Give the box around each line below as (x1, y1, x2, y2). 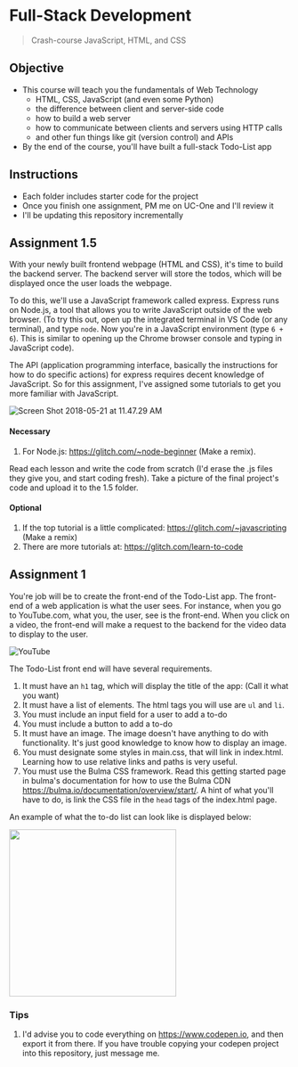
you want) (21, 690, 60, 701)
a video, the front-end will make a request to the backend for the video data (9, 619, 286, 629)
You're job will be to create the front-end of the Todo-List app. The (9, 590, 254, 602)
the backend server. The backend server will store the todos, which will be (9, 268, 282, 279)
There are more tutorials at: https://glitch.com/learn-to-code (21, 541, 244, 552)
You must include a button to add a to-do (21, 718, 173, 729)
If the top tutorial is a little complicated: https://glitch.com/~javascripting (21, 522, 287, 533)
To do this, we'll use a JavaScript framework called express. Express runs (9, 295, 280, 306)
